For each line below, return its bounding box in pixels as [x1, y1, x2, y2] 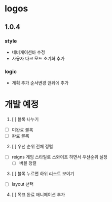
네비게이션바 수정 [11, 49, 45, 55]
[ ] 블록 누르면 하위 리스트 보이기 [11, 171, 75, 177]
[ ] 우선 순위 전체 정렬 [11, 144, 53, 150]
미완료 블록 [11, 127, 34, 133]
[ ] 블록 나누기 [11, 117, 39, 122]
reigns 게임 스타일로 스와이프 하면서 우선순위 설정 [11, 154, 108, 160]
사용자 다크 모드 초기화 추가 [11, 55, 65, 61]
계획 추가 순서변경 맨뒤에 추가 [11, 80, 69, 86]
